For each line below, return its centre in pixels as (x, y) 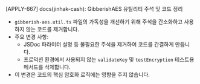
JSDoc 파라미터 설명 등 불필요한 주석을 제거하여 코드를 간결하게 (98, 44)
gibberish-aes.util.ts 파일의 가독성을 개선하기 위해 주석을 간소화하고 (98, 22)
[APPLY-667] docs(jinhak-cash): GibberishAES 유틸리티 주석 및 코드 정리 (94, 9)
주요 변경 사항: (31, 37)
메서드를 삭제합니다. (47, 67)
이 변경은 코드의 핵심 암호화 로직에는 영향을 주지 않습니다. (82, 75)
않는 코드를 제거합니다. (53, 29)
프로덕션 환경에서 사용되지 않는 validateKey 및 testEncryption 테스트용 (109, 60)
